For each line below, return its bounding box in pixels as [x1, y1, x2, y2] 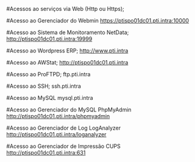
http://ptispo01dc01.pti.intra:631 [6, 149, 86, 156]
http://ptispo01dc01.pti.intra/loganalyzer [6, 131, 107, 138]
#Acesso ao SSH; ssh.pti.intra [6, 82, 81, 90]
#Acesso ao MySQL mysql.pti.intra [6, 94, 93, 101]
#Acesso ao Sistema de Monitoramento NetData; [6, 29, 129, 36]
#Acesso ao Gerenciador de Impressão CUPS [6, 143, 121, 150]
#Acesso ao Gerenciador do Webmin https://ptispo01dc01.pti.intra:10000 [6, 17, 190, 24]
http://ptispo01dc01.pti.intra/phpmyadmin [6, 113, 110, 119]
